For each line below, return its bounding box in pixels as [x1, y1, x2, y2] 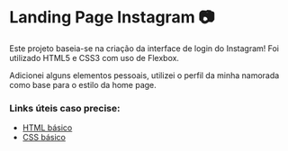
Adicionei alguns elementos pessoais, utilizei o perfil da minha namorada [9, 69, 280, 81]
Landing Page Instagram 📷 [9, 7, 215, 28]
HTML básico [22, 122, 73, 133]
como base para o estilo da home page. [9, 79, 157, 90]
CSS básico [22, 132, 66, 143]
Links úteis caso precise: [9, 102, 121, 114]
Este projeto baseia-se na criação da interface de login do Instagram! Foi [9, 42, 280, 54]
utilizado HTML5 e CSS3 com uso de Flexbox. [9, 52, 180, 63]
